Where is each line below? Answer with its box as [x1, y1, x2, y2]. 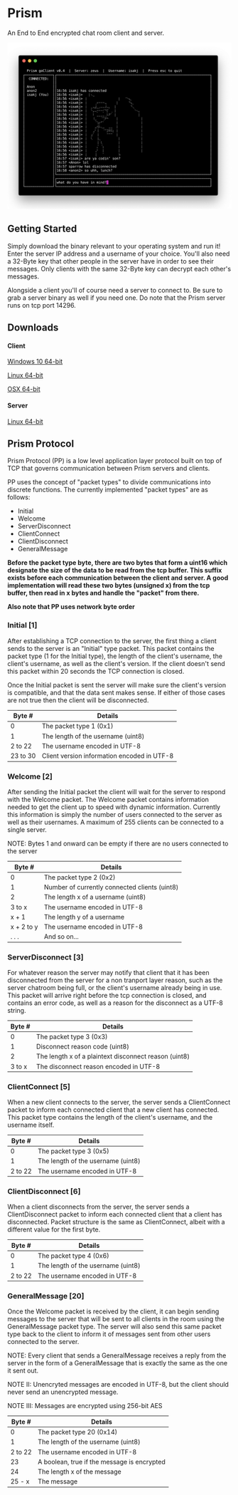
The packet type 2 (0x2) [43, 872, 116, 881]
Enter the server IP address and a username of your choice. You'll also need [7, 249, 230, 258]
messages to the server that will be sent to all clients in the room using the [7, 1315, 225, 1323]
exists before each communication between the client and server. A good [7, 573, 229, 582]
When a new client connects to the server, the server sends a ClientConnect [7, 1098, 231, 1107]
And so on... [43, 932, 80, 941]
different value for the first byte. [7, 1225, 101, 1234]
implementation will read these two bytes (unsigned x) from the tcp [7, 581, 210, 590]
